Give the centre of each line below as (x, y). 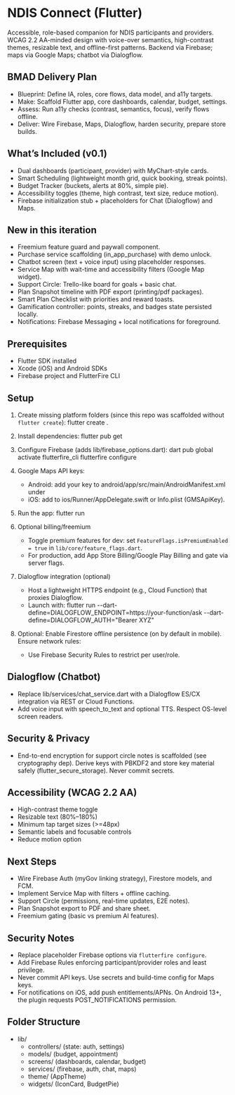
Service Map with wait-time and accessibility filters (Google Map (111, 270)
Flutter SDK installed (47, 361)
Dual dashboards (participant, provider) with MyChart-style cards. (113, 170)
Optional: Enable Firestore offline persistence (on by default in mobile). (120, 634)
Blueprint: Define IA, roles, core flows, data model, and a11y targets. (115, 94)
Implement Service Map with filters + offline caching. (94, 894)
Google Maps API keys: (51, 471)
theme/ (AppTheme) (57, 1076)
